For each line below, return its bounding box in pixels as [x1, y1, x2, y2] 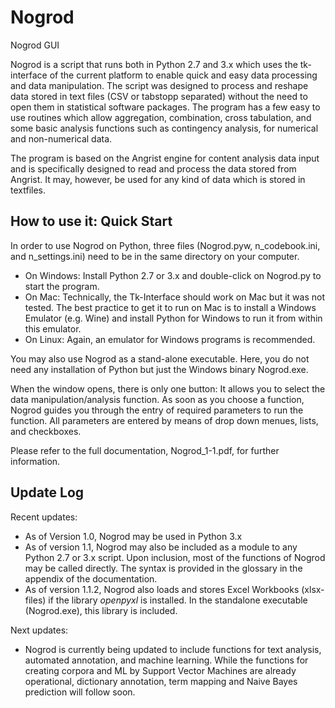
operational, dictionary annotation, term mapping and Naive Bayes [24, 675, 298, 687]
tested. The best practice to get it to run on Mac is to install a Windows [24, 301, 317, 313]
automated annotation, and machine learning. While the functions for [24, 654, 309, 666]
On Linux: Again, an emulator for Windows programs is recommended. [24, 333, 316, 345]
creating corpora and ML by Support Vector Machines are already [24, 664, 297, 676]
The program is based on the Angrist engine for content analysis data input [10, 152, 320, 164]
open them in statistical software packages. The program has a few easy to [10, 101, 321, 113]
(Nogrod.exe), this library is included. [24, 604, 178, 616]
